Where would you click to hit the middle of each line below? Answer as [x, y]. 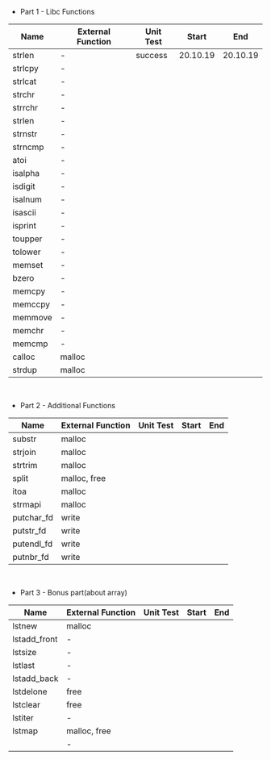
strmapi [27, 505]
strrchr [25, 108]
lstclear [26, 705]
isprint [24, 225]
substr [25, 439]
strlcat [25, 81]
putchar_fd [33, 518]
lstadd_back [35, 679]
